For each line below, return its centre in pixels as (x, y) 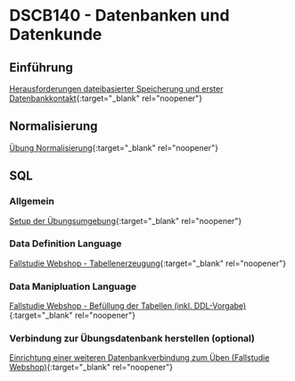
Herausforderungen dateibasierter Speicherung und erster (116, 89)
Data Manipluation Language (73, 286)
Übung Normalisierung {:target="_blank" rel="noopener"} (114, 147)
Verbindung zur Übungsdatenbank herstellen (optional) (132, 338)
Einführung (41, 67)
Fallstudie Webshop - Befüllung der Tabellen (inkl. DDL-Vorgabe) (128, 306)
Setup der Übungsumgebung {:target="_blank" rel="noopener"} (126, 220)
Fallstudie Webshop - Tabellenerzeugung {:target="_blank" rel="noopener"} (148, 263)
